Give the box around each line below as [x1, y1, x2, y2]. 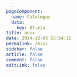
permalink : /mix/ [6, 41, 48, 47]
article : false [6, 52, 43, 57]
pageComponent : [6, 8, 43, 14]
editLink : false [6, 62, 45, 68]
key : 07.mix [16, 24, 45, 31]
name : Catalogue [11, 14, 51, 20]
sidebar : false [6, 46, 43, 52]
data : [11, 19, 25, 25]
